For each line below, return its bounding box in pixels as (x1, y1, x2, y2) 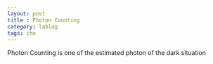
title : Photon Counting (7, 17, 80, 24)
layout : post (7, 10, 46, 17)
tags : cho (7, 29, 37, 37)
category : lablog (7, 23, 58, 30)
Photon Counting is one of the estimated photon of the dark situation (7, 49, 206, 57)
